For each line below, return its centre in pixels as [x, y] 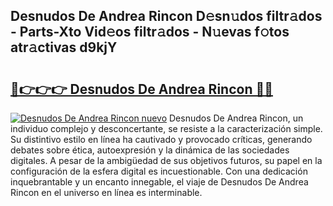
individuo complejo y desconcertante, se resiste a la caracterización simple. [166, 128]
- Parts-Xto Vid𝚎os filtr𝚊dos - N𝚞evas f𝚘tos [150, 32]
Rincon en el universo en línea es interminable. [106, 192]
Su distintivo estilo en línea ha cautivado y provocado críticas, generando [161, 139]
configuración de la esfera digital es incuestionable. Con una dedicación [159, 171]
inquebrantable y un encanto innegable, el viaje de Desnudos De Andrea [159, 182]
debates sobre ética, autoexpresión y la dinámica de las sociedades [150, 150]
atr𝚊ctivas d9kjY [64, 47]
